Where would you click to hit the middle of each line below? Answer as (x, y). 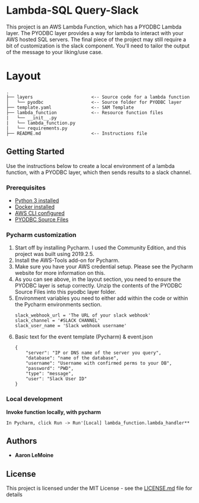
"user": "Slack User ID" (56, 379)
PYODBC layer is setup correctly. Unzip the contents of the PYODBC (98, 286)
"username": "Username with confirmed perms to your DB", (99, 363)
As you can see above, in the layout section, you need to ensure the (98, 279)
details (14, 495)
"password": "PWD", (50, 369)
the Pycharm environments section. (58, 305)
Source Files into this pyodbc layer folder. (66, 292)
